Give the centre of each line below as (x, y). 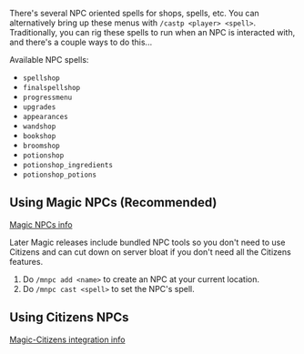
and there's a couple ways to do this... (81, 42)
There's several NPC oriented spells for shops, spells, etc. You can (134, 13)
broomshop (41, 146)
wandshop (39, 126)
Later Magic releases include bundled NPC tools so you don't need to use (147, 242)
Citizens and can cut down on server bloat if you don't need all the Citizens (150, 252)
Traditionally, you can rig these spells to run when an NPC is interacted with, (152, 32)
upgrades (39, 107)
